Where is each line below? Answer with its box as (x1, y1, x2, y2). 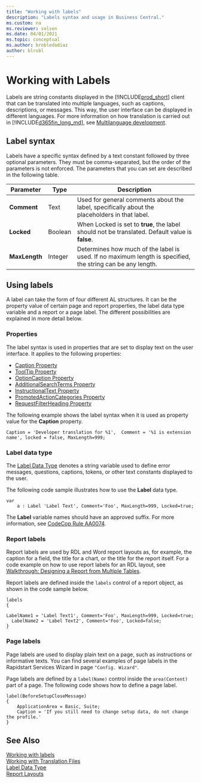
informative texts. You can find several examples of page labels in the (6, 657, 178, 664)
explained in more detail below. (6, 315, 83, 322)
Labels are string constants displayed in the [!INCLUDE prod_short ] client (6, 93, 185, 101)
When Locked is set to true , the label (77, 220, 181, 228)
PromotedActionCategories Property (14, 393, 105, 400)
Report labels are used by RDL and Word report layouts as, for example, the (6, 548, 193, 556)
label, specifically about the (77, 203, 154, 211)
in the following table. (6, 171, 59, 178)
